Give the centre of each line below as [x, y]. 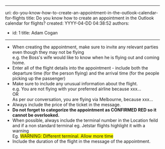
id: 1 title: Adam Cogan [35, 33]
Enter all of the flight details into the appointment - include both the [80, 68]
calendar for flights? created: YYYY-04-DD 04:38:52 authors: [67, 23]
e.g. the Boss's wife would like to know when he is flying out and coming [86, 57]
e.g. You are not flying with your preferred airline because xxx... [77, 89]
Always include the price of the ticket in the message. [67, 105]
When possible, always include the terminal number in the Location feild [85, 120]
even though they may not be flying [48, 52]
